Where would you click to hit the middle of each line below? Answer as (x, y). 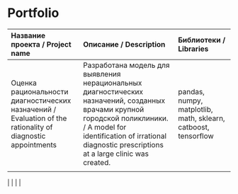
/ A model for (104, 127)
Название (28, 35)
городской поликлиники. (125, 118)
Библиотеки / (202, 40)
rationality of (32, 127)
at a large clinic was (115, 154)
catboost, (194, 127)
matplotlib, (196, 109)
